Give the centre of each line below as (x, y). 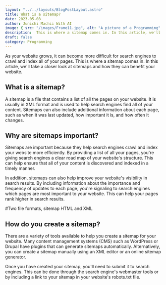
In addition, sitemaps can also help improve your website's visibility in (76, 178)
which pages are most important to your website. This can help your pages (82, 194)
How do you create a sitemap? (53, 224)
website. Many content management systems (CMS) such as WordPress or (82, 241)
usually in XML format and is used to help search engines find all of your (79, 104)
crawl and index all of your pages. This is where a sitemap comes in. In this (82, 61)
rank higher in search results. (35, 199)
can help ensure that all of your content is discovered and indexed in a (77, 163)
